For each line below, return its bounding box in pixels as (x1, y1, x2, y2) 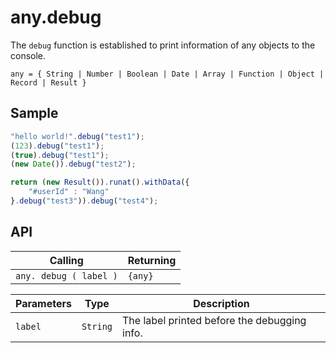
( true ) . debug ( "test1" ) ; (10, 150, 110, 160)
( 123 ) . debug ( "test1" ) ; (10, 141, 105, 151)
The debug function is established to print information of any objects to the (10, 39, 316, 51)
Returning (127, 253, 177, 267)
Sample (10, 105, 59, 122)
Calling (49, 253, 84, 267)
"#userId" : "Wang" (28, 187, 110, 197)
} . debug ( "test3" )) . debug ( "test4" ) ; (10, 196, 159, 206)
